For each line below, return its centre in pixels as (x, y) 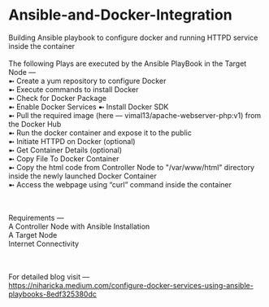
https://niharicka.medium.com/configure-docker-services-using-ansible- (131, 285)
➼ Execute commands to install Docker (74, 89)
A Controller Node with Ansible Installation (79, 226)
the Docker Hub (35, 124)
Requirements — (36, 217)
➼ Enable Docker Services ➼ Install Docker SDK (89, 107)
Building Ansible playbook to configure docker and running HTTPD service (133, 37)
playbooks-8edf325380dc (53, 294)
